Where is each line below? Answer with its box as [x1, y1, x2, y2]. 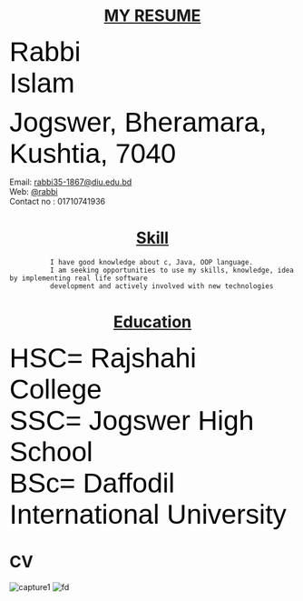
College [9, 374, 103, 405]
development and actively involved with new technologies [49, 281, 274, 291]
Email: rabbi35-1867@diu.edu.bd [9, 176, 132, 187]
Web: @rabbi [9, 185, 58, 196]
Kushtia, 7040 [9, 137, 177, 169]
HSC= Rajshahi [9, 342, 197, 374]
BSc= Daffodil [9, 467, 175, 498]
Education [112, 312, 192, 333]
